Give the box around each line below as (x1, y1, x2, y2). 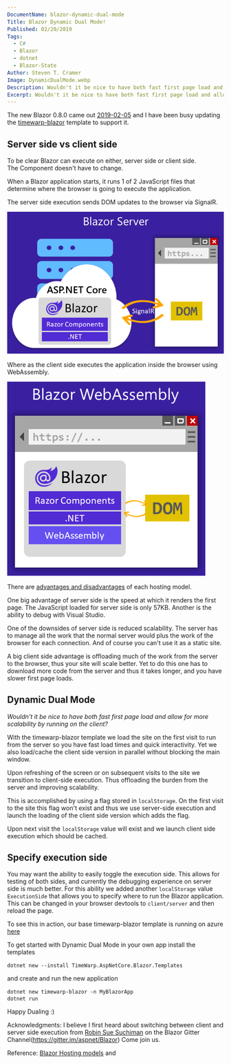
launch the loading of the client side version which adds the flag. (7, 811, 190, 819)
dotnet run (7, 996, 38, 1003)
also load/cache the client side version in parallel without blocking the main (7, 747, 220, 756)
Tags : (7, 33, 23, 40)
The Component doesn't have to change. (7, 164, 124, 173)
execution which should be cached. (7, 831, 108, 840)
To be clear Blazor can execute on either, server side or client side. (7, 157, 197, 165)
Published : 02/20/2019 (7, 26, 72, 32)
